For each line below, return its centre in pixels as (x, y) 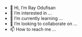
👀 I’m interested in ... (31, 13)
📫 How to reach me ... (33, 29)
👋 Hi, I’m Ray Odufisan (33, 8)
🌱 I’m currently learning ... (36, 18)
